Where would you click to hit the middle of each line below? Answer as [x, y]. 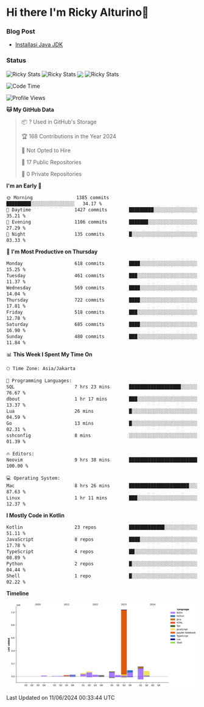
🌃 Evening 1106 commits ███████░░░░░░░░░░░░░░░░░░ [102, 222]
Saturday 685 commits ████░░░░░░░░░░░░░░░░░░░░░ [102, 325]
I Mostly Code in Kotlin [36, 515]
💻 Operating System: [33, 478]
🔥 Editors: [20, 454]
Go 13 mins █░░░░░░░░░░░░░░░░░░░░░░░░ [102, 424]
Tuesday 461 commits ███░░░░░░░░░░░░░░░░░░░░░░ [102, 276]
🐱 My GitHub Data [30, 110]
